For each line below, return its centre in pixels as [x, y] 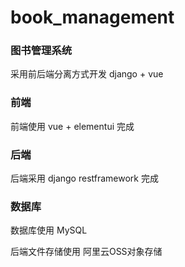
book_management [92, 17]
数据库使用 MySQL [49, 230]
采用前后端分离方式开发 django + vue [87, 74]
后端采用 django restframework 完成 [84, 178]
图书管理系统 [41, 51]
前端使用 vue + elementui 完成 [72, 126]
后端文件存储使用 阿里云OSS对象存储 [86, 252]
